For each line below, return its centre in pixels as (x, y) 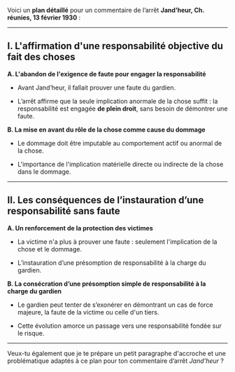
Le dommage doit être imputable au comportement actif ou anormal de (120, 143)
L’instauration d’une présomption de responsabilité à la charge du (112, 263)
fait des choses (41, 57)
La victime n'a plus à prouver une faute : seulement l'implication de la (117, 242)
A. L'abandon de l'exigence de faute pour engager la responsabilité (107, 74)
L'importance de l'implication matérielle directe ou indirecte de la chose (120, 164)
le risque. (31, 333)
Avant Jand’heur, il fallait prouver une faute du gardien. (97, 88)
